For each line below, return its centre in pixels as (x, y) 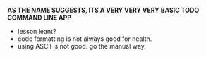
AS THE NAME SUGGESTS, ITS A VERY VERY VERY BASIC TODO (103, 10)
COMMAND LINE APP (40, 18)
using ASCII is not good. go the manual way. (81, 46)
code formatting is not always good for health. (85, 39)
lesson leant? (37, 31)
